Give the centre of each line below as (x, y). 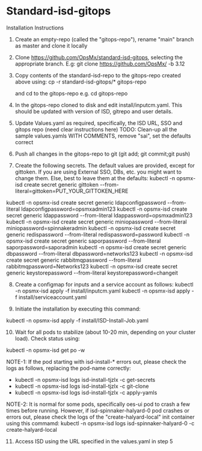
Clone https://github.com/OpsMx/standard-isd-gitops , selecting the (99, 57)
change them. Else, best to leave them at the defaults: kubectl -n (95, 178)
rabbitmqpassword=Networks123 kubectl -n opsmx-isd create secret (92, 266)
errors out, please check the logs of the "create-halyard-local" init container (101, 417)
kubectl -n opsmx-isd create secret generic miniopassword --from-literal (97, 222)
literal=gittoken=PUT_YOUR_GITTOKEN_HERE (72, 191)
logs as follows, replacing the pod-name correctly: (69, 368)
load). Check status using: (47, 338)
